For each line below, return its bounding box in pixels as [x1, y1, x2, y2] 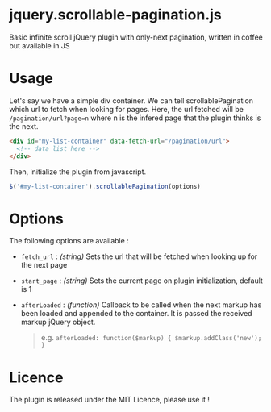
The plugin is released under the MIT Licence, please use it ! [9, 395, 211, 405]
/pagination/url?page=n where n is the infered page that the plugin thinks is [9, 113, 261, 123]
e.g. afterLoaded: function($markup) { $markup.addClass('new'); [40, 333, 262, 343]
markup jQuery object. [20, 317, 96, 327]
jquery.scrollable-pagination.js [9, 6, 223, 24]
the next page [20, 260, 68, 270]
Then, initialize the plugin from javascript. [9, 167, 147, 177]
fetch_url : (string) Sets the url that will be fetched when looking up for [20, 252, 258, 261]
